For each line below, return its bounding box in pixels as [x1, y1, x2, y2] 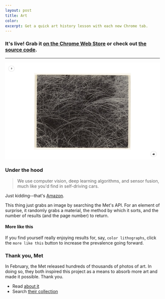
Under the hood [5, 167, 43, 174]
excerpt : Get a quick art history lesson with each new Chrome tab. [5, 24, 148, 28]
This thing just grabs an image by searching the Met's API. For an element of [5, 202, 160, 208]
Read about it [12, 283, 39, 289]
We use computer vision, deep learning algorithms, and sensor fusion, [17, 178, 160, 184]
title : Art [5, 13, 27, 18]
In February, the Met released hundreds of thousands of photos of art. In [5, 263, 152, 270]
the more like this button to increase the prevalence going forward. [5, 240, 144, 246]
